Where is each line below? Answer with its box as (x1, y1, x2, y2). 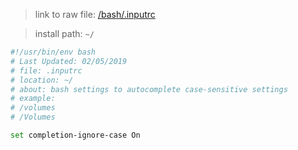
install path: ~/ (34, 28, 95, 39)
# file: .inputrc (10, 65, 83, 76)
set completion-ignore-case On (10, 130, 141, 140)
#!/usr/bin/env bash (10, 47, 97, 57)
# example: (10, 94, 56, 104)
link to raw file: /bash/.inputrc (34, 9, 156, 20)
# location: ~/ (10, 75, 74, 85)
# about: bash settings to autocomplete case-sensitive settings (10, 84, 288, 94)
